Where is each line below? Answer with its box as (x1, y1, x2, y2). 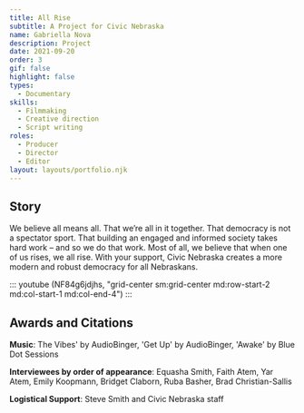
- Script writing (17, 123, 83, 133)
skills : (9, 97, 39, 107)
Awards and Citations (9, 315, 134, 330)
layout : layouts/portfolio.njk (9, 165, 128, 174)
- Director (17, 148, 59, 157)
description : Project (9, 38, 92, 48)
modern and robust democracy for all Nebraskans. (9, 261, 198, 272)
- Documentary (17, 89, 71, 98)
